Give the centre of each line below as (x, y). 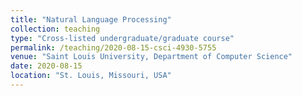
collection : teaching (55, 29)
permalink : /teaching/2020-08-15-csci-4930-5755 (113, 47)
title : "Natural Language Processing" (91, 19)
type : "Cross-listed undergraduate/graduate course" (122, 38)
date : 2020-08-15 (46, 66)
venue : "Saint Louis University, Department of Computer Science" (151, 57)
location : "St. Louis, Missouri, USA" (91, 76)
